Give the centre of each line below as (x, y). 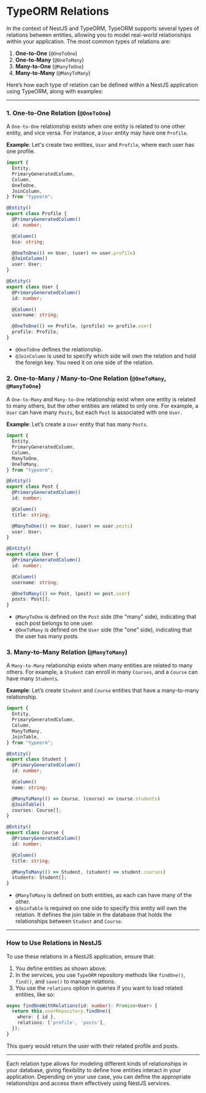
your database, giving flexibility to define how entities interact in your (93, 1070)
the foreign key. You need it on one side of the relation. (85, 362)
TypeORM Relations (58, 11)
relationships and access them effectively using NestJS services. (89, 1083)
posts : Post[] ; (31, 599)
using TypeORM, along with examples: (55, 91)
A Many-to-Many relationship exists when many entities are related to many (100, 665)
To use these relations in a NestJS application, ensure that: (81, 956)
